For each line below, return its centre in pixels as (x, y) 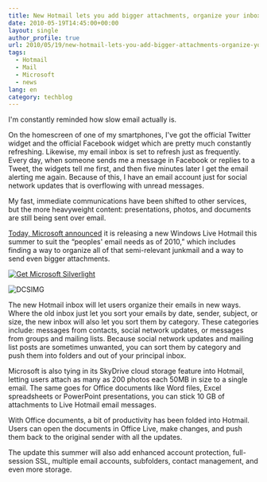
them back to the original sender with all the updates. (95, 437)
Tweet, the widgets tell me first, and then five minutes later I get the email (128, 169)
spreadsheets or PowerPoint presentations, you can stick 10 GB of (116, 396)
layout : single (33, 30)
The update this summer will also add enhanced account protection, (120, 453)
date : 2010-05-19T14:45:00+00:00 (64, 23)
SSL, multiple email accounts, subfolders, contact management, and (147, 461)
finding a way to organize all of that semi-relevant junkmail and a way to (126, 251)
